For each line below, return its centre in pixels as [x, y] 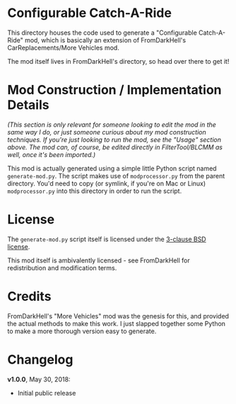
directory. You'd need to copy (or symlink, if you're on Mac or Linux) [107, 183]
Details [28, 105]
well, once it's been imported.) [52, 154]
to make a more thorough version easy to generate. [82, 331]
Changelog [40, 359]
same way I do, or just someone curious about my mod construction [107, 132]
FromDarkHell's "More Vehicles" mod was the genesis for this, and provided [118, 316]
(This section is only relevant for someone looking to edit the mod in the [112, 125]
